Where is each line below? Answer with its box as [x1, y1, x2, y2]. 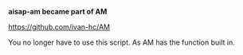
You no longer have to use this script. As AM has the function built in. [8, 37, 235, 47]
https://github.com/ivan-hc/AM [8, 22, 110, 31]
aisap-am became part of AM [8, 7, 108, 16]
